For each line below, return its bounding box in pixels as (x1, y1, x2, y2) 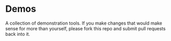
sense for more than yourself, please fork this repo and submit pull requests (5, 25, 166, 31)
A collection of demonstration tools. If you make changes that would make (5, 20, 163, 26)
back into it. (5, 31, 30, 37)
